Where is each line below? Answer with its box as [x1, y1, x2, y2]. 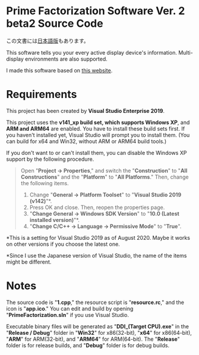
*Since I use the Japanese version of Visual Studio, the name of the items [6, 252, 187, 259]
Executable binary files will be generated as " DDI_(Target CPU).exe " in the [6, 322, 189, 330]
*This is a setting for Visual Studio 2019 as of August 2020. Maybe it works [6, 234, 190, 241]
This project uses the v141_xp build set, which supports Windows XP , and [6, 119, 190, 126]
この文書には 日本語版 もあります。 [6, 37, 89, 44]
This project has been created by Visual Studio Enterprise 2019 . [6, 107, 165, 114]
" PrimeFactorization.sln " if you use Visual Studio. [6, 311, 129, 318]
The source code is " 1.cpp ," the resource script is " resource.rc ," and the [6, 299, 184, 306]
